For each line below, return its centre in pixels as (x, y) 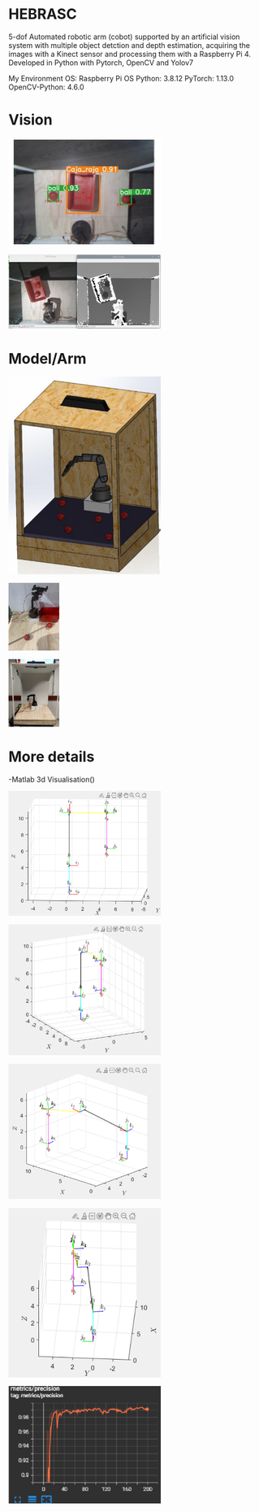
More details (52, 757)
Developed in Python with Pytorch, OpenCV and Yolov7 (101, 63)
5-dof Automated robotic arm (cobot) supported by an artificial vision (124, 37)
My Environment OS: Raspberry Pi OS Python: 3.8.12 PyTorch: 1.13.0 (121, 78)
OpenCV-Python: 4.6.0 (46, 87)
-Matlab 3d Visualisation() (52, 780)
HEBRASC (43, 14)
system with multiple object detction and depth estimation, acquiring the (129, 45)
